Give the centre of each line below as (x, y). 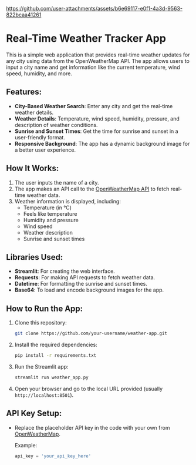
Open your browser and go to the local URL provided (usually (89, 389)
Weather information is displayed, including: (68, 201)
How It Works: (33, 168)
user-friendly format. (40, 137)
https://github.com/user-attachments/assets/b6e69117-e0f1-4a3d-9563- (94, 9)
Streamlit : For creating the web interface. (65, 271)
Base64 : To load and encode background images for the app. (89, 290)
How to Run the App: (45, 308)
